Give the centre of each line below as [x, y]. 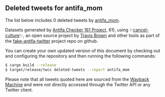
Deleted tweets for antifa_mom [54, 8]
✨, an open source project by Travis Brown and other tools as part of [89, 35]
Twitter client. [19, 90]
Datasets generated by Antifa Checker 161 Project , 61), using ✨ [69, 30]
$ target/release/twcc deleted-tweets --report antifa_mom [67, 70]
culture [12, 35]
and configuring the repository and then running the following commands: [81, 56]
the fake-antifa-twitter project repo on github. [52, 41]
